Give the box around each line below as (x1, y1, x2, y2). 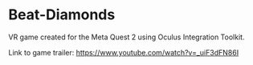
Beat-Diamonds (8, 6, 116, 24)
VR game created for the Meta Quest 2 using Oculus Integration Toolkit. (8, 32, 245, 42)
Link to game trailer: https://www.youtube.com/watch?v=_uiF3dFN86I (8, 47, 239, 57)
